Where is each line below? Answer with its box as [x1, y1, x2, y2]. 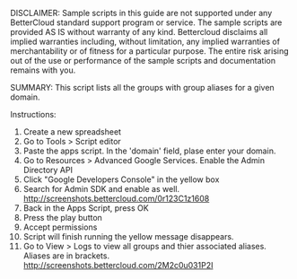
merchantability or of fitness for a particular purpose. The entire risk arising [10, 46, 290, 57]
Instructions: [10, 109, 57, 119]
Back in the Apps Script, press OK [22, 203, 149, 214]
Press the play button [22, 213, 102, 222]
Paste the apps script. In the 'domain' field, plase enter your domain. [22, 145, 276, 156]
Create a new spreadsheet [22, 126, 122, 137]
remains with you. [10, 65, 76, 75]
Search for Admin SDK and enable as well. [22, 184, 180, 194]
